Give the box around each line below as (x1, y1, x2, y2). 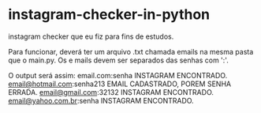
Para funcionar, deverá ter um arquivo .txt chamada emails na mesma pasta (8, 47, 254, 56)
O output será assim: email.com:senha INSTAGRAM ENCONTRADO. (8, 70, 228, 80)
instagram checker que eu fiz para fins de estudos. (8, 32, 174, 41)
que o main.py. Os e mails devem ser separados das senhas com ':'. (8, 55, 229, 65)
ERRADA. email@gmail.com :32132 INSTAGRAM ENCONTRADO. (8, 87, 214, 96)
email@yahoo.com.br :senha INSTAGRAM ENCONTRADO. (8, 96, 195, 105)
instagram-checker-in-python (8, 6, 211, 24)
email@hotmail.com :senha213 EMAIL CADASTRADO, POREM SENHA (8, 79, 231, 89)
